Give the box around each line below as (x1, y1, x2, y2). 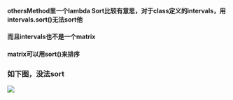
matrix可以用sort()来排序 (7, 50, 80, 58)
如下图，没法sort (7, 69, 65, 78)
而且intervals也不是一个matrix (7, 32, 96, 41)
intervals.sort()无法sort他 (7, 15, 83, 24)
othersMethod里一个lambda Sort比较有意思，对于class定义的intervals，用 (7, 6, 226, 15)
